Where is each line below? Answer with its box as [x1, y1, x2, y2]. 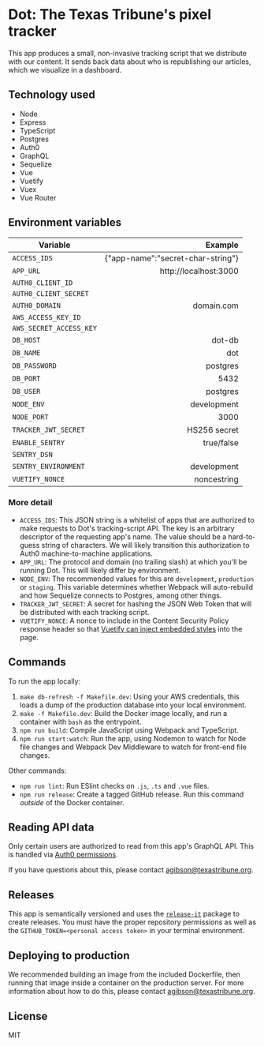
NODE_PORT [12, 412, 49, 422]
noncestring [194, 474, 239, 485]
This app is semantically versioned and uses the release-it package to [8, 909, 240, 919]
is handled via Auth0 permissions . [8, 850, 118, 860]
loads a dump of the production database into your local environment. [19, 700, 247, 710]
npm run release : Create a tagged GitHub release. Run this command [19, 789, 244, 799]
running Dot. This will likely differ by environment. [19, 565, 181, 575]
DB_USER [12, 387, 41, 396]
